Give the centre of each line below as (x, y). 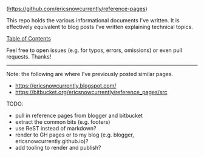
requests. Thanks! (29, 56)
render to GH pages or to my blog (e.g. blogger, (75, 135)
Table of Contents (29, 38)
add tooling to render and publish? (58, 148)
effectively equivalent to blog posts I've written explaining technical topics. (100, 27)
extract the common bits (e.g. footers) (63, 122)
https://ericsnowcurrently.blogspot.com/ (66, 86)
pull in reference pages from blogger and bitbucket (79, 115)
